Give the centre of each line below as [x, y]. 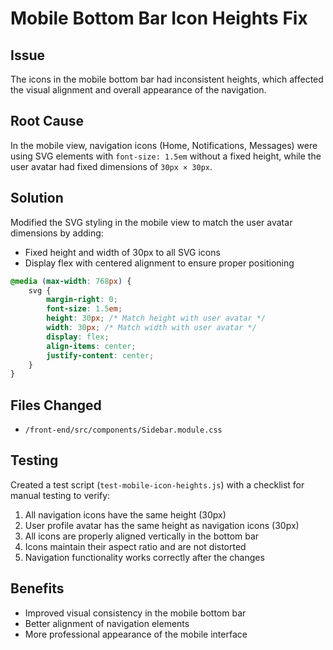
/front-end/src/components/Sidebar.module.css [123, 430]
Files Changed [56, 405]
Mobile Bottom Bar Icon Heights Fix [159, 18]
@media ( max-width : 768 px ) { [71, 281]
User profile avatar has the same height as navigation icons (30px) [162, 525]
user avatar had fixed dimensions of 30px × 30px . [111, 166]
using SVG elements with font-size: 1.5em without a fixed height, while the [166, 156]
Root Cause [47, 121]
